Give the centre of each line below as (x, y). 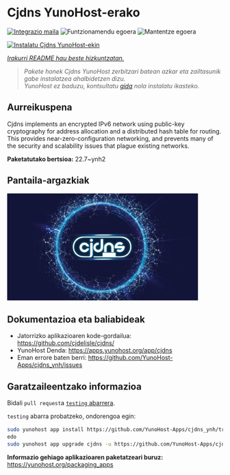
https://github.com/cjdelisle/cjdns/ (66, 343)
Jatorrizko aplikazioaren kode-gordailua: (74, 336)
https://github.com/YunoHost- (130, 358)
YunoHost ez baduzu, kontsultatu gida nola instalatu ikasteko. (112, 86)
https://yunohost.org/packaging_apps (60, 464)
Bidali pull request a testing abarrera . (61, 403)
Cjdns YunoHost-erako (74, 13)
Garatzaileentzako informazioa (74, 386)
